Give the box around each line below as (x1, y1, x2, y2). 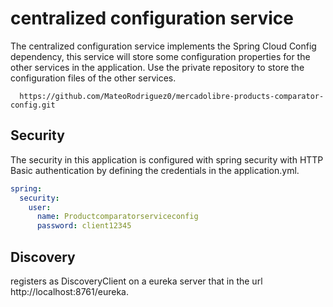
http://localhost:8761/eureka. (10, 285, 129, 297)
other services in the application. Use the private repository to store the (10, 61, 305, 73)
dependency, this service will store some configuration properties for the (10, 50, 311, 62)
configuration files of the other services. (10, 72, 177, 84)
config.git (10, 100, 56, 110)
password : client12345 (36, 221, 132, 231)
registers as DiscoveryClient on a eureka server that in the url (10, 275, 263, 287)
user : (28, 202, 52, 212)
